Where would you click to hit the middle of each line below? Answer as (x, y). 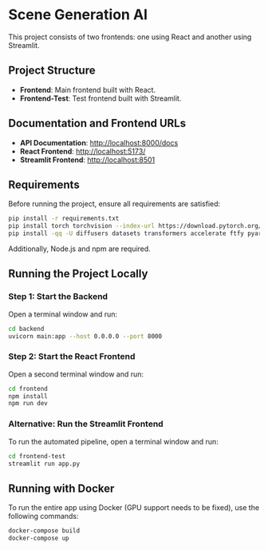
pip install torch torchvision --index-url (82, 226)
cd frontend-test (37, 456)
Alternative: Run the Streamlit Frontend (86, 424)
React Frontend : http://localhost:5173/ (83, 151)
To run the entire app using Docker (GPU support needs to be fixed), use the (134, 508)
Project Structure (52, 71)
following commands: (43, 516)
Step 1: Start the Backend (58, 297)
